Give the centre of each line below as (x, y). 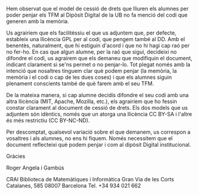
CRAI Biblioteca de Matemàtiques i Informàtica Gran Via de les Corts (90, 179)
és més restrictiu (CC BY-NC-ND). (48, 120)
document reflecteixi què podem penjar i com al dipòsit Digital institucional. (99, 145)
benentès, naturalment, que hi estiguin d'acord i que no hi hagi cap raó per (98, 45)
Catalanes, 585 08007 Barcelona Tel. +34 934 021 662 (74, 185)
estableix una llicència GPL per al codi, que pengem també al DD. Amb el (96, 39)
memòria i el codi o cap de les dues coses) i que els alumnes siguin (89, 77)
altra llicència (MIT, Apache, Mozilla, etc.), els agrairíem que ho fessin (92, 101)
